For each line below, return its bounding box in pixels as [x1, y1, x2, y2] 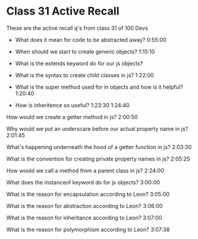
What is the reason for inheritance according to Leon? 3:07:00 [6, 214, 163, 221]
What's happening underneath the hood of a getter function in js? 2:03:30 [6, 143, 192, 150]
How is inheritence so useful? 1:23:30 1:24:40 [15, 102, 130, 109]
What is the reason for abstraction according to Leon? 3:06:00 [6, 202, 163, 209]
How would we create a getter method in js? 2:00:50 [6, 113, 138, 120]
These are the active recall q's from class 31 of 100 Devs [6, 24, 148, 32]
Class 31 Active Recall [6, 4, 120, 18]
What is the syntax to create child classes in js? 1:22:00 [15, 71, 154, 78]
